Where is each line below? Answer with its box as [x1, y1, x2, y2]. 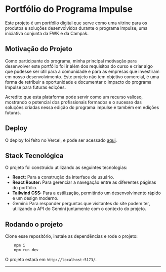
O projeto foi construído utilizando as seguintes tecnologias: [5, 164, 127, 170]
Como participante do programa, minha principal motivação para [5, 58, 137, 64]
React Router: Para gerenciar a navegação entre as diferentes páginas [12, 179, 157, 185]
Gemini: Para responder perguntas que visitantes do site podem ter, [12, 201, 150, 207]
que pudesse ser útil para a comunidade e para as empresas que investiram [5, 68, 160, 74]
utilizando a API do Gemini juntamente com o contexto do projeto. [12, 206, 147, 212]
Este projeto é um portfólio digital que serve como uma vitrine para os [5, 20, 147, 26]
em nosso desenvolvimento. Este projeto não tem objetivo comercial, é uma [5, 73, 160, 80]
